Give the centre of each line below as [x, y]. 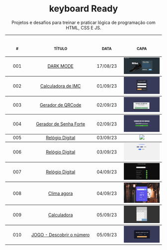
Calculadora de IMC [61, 86]
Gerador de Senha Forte [61, 124]
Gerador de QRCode [60, 105]
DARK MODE [60, 66]
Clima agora [60, 193]
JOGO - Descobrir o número [61, 235]
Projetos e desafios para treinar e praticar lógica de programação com [83, 22]
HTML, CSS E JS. [83, 27]
